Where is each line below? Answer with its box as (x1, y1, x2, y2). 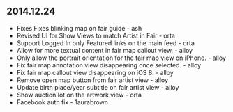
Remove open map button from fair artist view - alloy (16, 76, 169, 84)
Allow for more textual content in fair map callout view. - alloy (16, 46, 193, 54)
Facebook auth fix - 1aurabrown (16, 97, 109, 106)
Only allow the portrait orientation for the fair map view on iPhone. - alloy (16, 54, 226, 62)
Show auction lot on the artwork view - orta (16, 90, 142, 99)
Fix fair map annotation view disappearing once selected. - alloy (16, 61, 202, 69)
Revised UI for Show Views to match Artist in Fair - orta (16, 31, 176, 40)
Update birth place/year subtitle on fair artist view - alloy (16, 83, 179, 91)
